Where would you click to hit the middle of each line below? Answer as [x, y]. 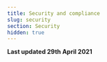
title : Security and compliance [53, 13]
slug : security [29, 20]
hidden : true [26, 32]
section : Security [33, 26]
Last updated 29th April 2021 [50, 52]
